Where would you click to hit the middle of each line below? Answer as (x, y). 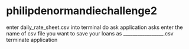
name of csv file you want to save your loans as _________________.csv (90, 33)
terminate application (32, 40)
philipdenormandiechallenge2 (82, 11)
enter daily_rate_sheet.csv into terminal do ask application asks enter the (94, 27)
